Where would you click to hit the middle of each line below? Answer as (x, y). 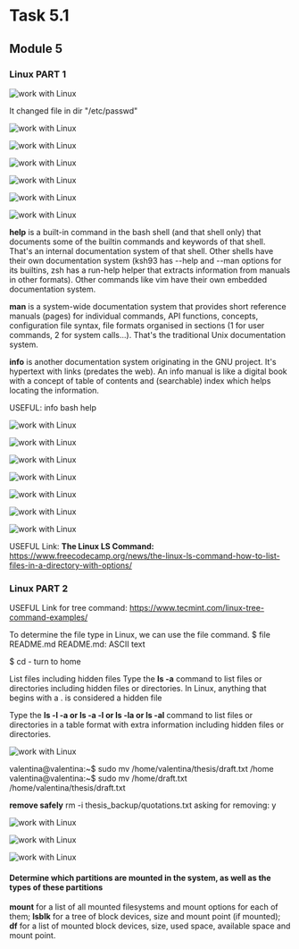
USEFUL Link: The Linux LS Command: (82, 546)
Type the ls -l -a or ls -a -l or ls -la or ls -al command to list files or (131, 716)
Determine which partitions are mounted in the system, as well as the (140, 877)
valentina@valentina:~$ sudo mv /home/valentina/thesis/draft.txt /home (141, 769)
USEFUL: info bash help (53, 407)
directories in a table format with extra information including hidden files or (147, 724)
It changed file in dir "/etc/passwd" (74, 110)
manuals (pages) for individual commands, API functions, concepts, (134, 316)
